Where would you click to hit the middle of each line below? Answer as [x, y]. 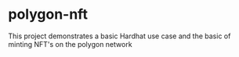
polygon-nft [48, 14]
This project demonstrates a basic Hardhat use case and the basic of [119, 36]
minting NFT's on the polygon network [70, 44]
